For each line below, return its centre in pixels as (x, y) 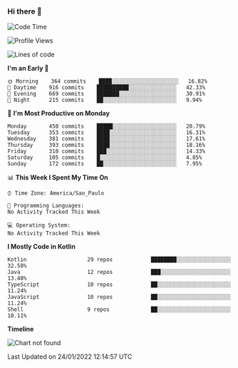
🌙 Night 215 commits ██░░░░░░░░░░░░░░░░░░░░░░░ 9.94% (105, 100)
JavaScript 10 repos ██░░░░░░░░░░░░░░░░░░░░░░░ (119, 297)
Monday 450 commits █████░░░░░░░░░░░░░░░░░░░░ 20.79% (106, 127)
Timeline (21, 329)
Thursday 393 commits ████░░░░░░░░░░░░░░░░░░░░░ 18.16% (106, 145)
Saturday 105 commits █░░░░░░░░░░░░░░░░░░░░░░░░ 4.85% (105, 158)
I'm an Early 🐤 (28, 68)
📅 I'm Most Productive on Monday (59, 113)
